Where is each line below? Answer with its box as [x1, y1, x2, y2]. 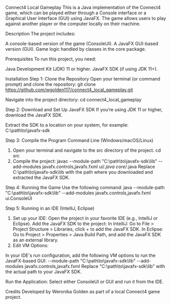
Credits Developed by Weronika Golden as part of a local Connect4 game [5, 289, 160, 294]
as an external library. [12, 237, 59, 243]
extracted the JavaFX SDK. [12, 174, 70, 180]
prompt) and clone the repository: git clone [5, 82, 96, 87]
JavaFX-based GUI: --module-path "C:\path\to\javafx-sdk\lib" [5, 258, 136, 263]
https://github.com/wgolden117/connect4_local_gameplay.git [5, 87, 133, 93]
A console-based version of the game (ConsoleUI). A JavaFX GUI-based [5, 40, 159, 47]
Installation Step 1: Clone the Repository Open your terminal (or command [5, 76, 160, 82]
